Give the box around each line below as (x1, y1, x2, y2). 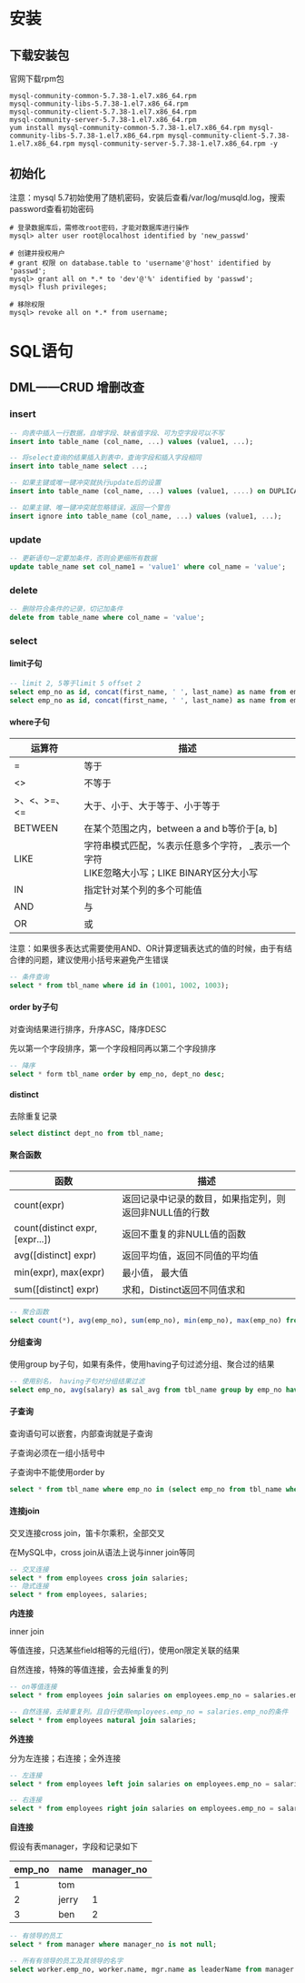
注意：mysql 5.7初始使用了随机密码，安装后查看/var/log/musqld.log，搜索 (9, 192, 286, 203)
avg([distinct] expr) (14, 1249, 97, 1261)
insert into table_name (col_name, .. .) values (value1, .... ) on (9, 487, 266, 496)
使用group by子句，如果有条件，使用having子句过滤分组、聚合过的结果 (9, 1358, 275, 1370)
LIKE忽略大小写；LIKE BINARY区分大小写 (84, 866, 259, 879)
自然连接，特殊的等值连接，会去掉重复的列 (9, 1664, 169, 1675)
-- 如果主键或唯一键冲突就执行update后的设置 (9, 479, 162, 488)
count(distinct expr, (14, 1221, 98, 1234)
